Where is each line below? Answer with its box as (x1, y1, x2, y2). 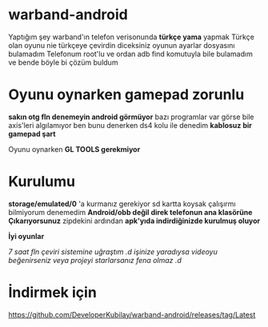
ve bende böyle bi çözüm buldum (8, 58, 118, 67)
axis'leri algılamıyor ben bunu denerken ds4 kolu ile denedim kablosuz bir (8, 120, 252, 130)
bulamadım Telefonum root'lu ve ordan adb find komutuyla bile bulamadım (8, 49, 254, 58)
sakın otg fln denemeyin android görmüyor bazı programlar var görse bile (8, 112, 254, 122)
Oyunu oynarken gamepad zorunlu (8, 86, 245, 104)
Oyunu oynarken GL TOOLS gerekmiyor (8, 144, 141, 154)
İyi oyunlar (8, 231, 45, 241)
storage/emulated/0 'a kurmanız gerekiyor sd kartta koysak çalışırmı (8, 198, 236, 209)
